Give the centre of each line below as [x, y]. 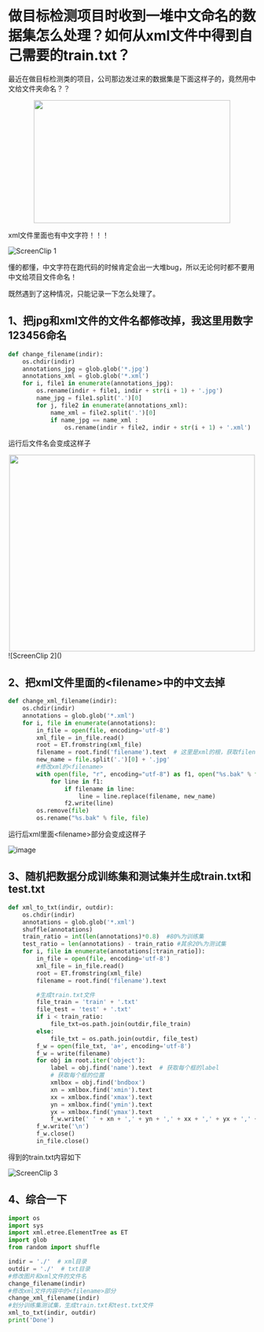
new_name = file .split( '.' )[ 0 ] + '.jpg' [103, 760]
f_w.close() [56, 1134]
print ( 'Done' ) [31, 1320]
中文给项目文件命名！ [42, 277]
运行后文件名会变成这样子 [49, 443]
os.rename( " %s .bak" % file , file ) [93, 818]
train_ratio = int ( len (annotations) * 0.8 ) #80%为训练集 [113, 937]
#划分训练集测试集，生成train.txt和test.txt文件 [81, 1306]
